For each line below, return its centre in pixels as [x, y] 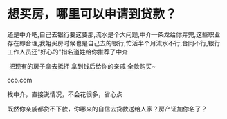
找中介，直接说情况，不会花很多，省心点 [65, 94]
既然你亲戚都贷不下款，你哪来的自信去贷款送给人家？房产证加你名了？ [107, 109]
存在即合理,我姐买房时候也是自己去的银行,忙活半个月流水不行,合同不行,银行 [114, 43]
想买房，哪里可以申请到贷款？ [92, 14]
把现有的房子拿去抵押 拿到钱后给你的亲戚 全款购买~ [82, 66]
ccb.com [20, 80]
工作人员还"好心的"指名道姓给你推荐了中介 [68, 52]
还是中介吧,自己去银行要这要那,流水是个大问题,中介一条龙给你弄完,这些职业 [114, 34]
